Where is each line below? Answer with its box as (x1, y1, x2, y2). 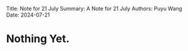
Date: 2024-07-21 (6, 11, 50, 18)
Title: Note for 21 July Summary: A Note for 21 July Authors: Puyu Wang (6, 5, 183, 12)
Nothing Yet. (6, 32, 70, 46)
